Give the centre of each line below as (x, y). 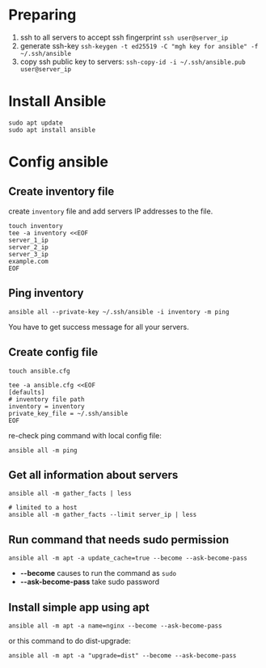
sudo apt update (36, 123)
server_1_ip (28, 240)
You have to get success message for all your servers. (99, 327)
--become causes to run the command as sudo (98, 573)
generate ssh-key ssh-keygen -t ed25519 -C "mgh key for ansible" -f (139, 45)
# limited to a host (43, 508)
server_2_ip (28, 247)
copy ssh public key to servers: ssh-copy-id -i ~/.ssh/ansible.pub (133, 61)
